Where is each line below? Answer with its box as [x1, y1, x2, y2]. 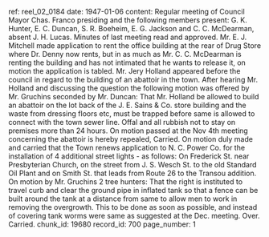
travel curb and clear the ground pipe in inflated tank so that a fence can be [8, 186, 259, 195]
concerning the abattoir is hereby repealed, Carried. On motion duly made [8, 135, 253, 143]
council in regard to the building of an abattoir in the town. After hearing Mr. [8, 75, 259, 84]
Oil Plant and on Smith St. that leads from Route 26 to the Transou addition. [8, 168, 257, 178]
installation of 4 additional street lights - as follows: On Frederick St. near [8, 151, 250, 161]
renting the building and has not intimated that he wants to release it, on [8, 58, 247, 67]
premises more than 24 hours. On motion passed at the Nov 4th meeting [8, 126, 249, 135]
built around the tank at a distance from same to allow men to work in [8, 194, 238, 203]
